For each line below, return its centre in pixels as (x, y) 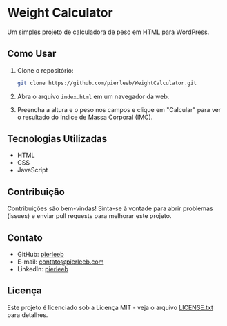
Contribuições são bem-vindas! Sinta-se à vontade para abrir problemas (110, 208)
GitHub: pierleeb (40, 255)
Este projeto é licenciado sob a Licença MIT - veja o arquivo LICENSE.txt (110, 307)
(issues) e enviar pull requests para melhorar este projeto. (89, 216)
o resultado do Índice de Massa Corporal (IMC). (85, 117)
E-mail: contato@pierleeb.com (60, 262)
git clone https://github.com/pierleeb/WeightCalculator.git (107, 83)
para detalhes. (28, 315)
